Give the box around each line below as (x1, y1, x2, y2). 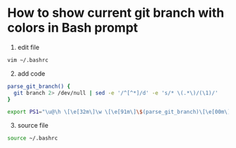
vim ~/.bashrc (7, 56, 49, 64)
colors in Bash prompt (7, 20, 138, 36)
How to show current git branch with (7, 5, 225, 21)
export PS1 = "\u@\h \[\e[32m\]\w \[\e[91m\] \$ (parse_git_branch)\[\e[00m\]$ (7, 109, 234, 116)
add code (17, 69, 46, 78)
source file (17, 121, 49, 130)
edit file (17, 43, 40, 51)
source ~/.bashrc (7, 135, 58, 142)
